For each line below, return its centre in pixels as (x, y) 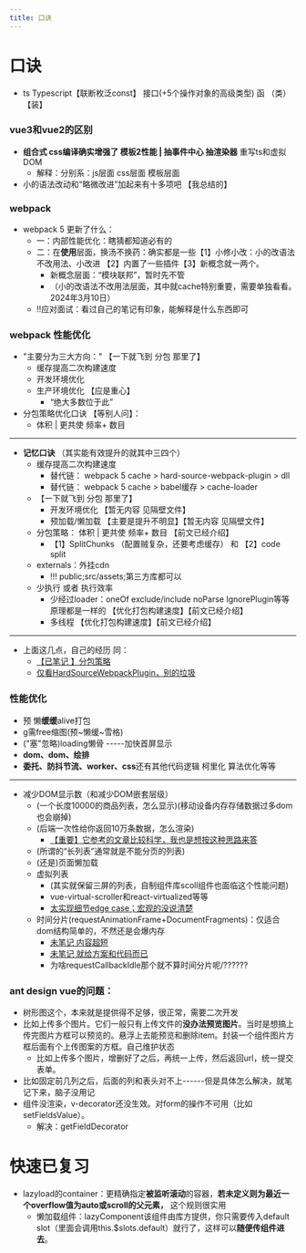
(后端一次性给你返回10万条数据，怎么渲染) (115, 828)
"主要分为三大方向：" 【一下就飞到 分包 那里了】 (113, 357)
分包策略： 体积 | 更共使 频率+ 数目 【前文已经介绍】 (135, 533)
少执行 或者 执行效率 (75, 588)
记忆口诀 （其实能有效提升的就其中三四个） (103, 453)
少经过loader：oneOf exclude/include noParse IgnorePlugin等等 (169, 599)
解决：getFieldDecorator (82, 1126)
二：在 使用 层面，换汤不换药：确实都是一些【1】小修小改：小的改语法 (166, 253)
